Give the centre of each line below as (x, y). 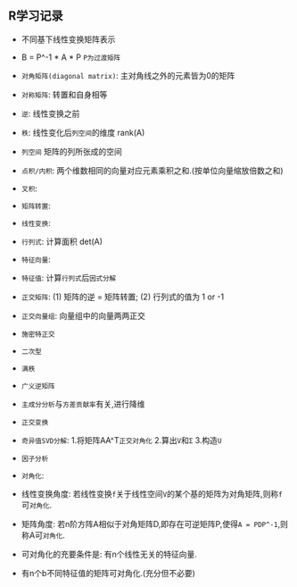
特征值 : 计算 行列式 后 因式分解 (69, 277)
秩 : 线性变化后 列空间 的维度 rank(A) (83, 132)
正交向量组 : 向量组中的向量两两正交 (83, 315)
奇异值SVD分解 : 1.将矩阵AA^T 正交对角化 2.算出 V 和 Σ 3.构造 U (121, 440)
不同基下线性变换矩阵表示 (68, 39)
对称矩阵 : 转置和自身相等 (64, 94)
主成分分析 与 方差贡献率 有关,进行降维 (83, 404)
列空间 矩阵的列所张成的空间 (71, 151)
